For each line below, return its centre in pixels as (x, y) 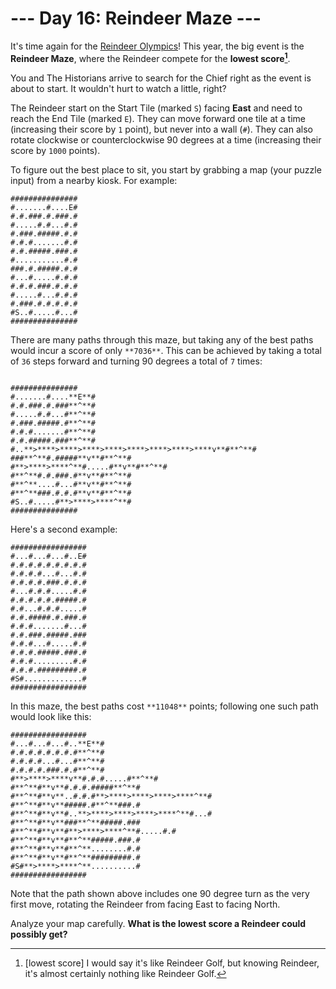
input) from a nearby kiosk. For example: (94, 180)
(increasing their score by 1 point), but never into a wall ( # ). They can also (161, 129)
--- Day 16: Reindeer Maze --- (136, 18)
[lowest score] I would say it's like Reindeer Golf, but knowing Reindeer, (172, 963)
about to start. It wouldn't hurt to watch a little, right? (118, 88)
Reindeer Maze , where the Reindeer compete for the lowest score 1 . (150, 57)
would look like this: (51, 716)
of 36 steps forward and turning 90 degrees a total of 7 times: (136, 361)
